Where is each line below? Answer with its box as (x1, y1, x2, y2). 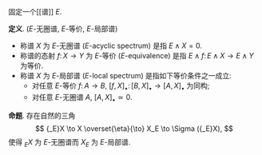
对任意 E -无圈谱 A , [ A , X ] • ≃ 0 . (31, 92, 133, 104)
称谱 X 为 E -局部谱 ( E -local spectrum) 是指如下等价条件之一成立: (19, 71, 232, 80)
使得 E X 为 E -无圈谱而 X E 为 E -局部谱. (8, 137, 131, 149)
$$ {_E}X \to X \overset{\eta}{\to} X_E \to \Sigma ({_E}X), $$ (34, 123, 234, 133)
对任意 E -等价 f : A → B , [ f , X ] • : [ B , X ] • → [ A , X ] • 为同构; (31, 81, 210, 92)
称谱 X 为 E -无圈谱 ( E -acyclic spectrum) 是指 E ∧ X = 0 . (19, 41, 202, 50)
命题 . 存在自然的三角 (8, 110, 76, 120)
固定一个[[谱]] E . (8, 7, 62, 16)
